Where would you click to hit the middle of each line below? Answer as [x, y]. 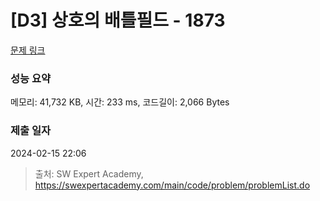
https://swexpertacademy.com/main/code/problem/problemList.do [172, 185]
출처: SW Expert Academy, [89, 173]
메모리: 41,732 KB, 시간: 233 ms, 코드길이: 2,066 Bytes [120, 102]
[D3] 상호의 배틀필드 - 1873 [118, 20]
